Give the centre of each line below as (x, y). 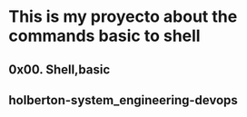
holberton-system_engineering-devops (123, 100)
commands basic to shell (104, 36)
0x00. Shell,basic (59, 69)
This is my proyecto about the (123, 17)
